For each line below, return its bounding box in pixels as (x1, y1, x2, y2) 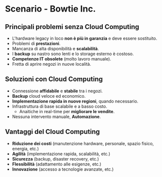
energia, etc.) (12, 146, 39, 151)
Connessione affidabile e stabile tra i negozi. (12, 88, 103, 94)
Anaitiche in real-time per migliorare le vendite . (19, 108, 115, 114)
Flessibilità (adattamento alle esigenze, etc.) (12, 161, 102, 167)
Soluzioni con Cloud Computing (5, 75, 103, 83)
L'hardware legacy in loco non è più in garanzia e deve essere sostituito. (12, 35, 158, 41)
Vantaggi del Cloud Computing (5, 128, 100, 136)
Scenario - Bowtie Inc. (5, 3, 96, 15)
